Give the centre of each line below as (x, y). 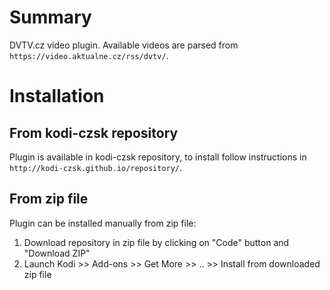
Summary (50, 17)
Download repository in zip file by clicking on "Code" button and (156, 242)
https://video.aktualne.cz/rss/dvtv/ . (89, 55)
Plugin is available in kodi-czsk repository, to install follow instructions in (158, 157)
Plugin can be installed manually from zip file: (103, 223)
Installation (57, 96)
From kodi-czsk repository (94, 132)
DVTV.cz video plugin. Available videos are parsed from (124, 45)
